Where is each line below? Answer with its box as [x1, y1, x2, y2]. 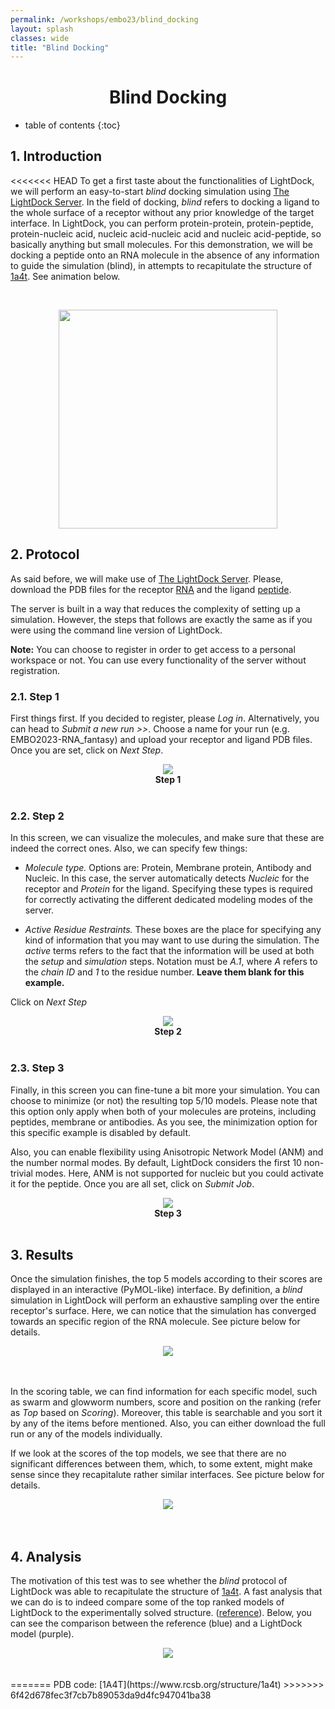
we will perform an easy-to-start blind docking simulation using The [10, 185, 290, 197]
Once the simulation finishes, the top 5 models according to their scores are [10, 1273, 323, 1285]
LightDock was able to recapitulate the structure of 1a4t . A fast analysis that [10, 1586, 323, 1598]
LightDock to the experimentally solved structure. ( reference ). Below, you [10, 1607, 312, 1619]
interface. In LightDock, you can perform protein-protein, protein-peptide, [10, 217, 314, 229]
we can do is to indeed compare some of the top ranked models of [10, 1596, 285, 1608]
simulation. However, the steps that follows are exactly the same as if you [10, 613, 313, 625]
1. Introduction [10, 148, 102, 165]
